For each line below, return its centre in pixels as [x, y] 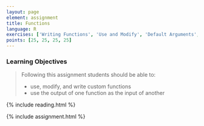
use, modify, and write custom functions [81, 86]
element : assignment [32, 18]
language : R [21, 29]
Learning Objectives [37, 61]
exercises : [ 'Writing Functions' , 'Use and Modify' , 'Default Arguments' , [103, 35]
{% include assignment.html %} [46, 117]
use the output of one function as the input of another [97, 93]
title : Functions [28, 23]
